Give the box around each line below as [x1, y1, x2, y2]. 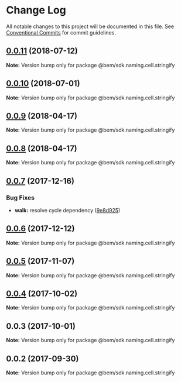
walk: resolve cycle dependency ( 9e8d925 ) [14, 207, 121, 214]
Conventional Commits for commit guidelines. [6, 29, 116, 36]
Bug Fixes [6, 194, 35, 202]
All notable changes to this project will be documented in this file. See [6, 23, 175, 30]
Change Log [6, 4, 66, 17]
